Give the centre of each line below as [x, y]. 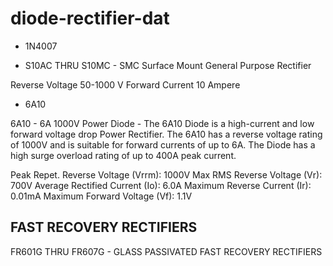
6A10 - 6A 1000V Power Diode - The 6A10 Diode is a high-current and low [162, 123]
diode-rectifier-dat [90, 18]
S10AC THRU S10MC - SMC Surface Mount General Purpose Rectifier [168, 65]
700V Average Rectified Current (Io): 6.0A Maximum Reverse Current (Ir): [161, 185]
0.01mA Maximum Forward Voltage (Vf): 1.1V [101, 196]
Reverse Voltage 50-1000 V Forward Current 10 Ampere [125, 84]
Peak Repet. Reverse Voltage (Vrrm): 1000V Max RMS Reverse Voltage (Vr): [166, 174]
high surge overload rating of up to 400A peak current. [123, 155]
